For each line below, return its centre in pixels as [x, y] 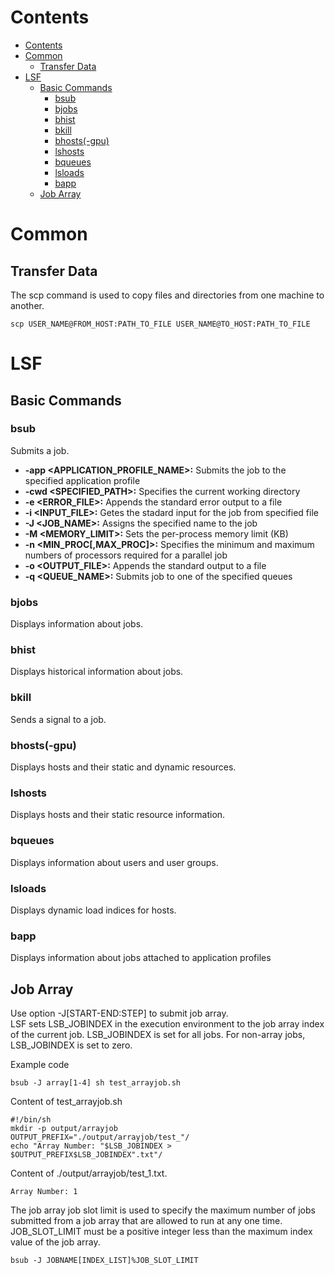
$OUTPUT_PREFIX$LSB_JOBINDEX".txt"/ [86, 1155]
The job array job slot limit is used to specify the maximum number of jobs [163, 1210]
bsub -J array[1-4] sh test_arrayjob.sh [96, 1083]
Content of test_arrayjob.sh [66, 1101]
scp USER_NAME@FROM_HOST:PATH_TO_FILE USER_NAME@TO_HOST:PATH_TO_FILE [160, 324]
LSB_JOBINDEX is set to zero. [71, 1045]
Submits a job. [40, 450]
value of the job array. [55, 1242]
